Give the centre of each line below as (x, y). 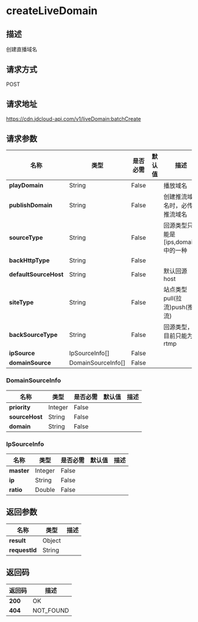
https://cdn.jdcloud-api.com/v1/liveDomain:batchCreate (74, 118)
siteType (22, 303)
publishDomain (31, 206)
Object (52, 540)
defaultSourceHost (36, 274)
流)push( (176, 307)
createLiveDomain (52, 11)
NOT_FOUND (51, 610)
